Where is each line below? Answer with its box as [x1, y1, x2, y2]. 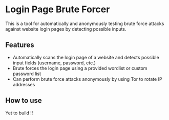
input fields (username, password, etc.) [12, 60, 96, 66]
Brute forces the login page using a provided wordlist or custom [12, 65, 147, 71]
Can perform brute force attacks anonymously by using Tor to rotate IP [12, 76, 162, 82]
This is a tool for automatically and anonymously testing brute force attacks [5, 20, 164, 27]
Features [5, 41, 34, 50]
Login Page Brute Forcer [5, 4, 110, 15]
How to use [5, 96, 42, 105]
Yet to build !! [5, 110, 33, 116]
